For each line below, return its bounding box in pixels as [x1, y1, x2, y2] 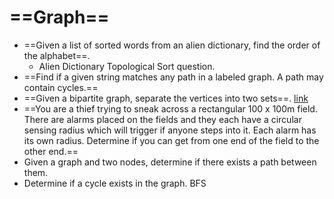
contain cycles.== [23, 81, 99, 93]
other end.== [23, 145, 79, 157]
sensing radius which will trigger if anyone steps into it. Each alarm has [23, 124, 317, 136]
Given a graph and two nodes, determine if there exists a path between [23, 156, 317, 168]
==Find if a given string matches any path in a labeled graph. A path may [23, 71, 324, 83]
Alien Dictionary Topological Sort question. [38, 60, 216, 72]
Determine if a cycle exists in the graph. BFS [23, 177, 207, 189]
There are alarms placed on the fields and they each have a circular [23, 113, 302, 125]
